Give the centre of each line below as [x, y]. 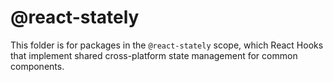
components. [37, 66]
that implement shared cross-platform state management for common [154, 55]
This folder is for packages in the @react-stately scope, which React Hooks [167, 45]
